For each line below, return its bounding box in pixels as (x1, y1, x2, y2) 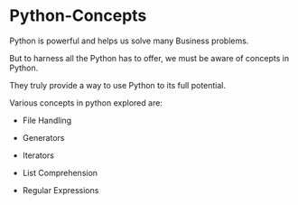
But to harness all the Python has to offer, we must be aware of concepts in (9, 52, 290, 63)
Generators (22, 132, 65, 143)
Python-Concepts (9, 5, 147, 26)
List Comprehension (22, 167, 98, 178)
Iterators (22, 150, 54, 161)
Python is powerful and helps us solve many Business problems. (9, 35, 249, 46)
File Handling (22, 115, 72, 126)
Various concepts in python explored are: (9, 97, 163, 108)
